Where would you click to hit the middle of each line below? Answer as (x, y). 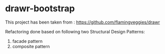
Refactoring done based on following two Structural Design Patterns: (75, 31)
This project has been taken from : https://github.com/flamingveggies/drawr (82, 22)
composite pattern (31, 46)
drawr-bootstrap (40, 9)
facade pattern (27, 41)
